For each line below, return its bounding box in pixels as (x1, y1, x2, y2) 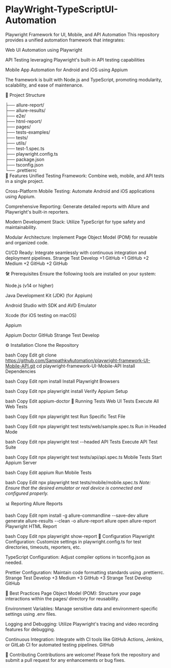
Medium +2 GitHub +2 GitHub (5, 260, 68, 266)
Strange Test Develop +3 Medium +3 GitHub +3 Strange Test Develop (5, 575, 152, 581)
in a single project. (5, 178, 44, 184)
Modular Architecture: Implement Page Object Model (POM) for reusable (5, 234, 158, 240)
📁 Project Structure (5, 92, 45, 98)
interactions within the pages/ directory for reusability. (5, 595, 119, 601)
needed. (5, 559, 23, 566)
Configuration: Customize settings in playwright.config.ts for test (5, 538, 141, 545)
